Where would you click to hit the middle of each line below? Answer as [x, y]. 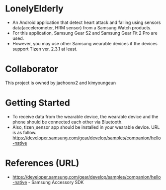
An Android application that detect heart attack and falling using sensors [86, 22]
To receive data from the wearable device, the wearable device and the [85, 116]
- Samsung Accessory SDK [56, 182]
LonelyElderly [34, 9]
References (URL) [42, 163]
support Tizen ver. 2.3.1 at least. [45, 49]
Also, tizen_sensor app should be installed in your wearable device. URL [86, 127]
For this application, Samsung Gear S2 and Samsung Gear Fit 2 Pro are [85, 33]
